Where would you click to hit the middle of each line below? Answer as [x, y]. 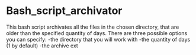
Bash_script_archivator [64, 11]
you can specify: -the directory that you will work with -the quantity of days [98, 39]
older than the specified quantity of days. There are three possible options [97, 33]
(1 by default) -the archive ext [42, 46]
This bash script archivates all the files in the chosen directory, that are [93, 27]
